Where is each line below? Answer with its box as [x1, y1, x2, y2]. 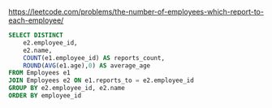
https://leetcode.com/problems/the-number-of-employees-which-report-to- [8, 7, 264, 16]
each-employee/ [8, 15, 64, 25]
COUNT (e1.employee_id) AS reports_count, [23, 54, 165, 62]
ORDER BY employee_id [8, 92, 82, 100]
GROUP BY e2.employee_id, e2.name [8, 84, 126, 93]
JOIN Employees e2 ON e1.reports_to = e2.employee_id [8, 76, 195, 84]
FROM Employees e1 [8, 69, 71, 77]
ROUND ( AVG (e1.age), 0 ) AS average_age [23, 61, 151, 70]
